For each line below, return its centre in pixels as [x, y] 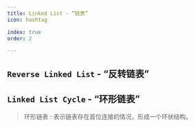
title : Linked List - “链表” [48, 13]
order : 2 [20, 38]
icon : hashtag [27, 20]
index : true [24, 32]
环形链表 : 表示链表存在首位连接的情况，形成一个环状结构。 [108, 117]
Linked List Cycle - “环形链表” [73, 99]
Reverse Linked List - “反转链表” [78, 73]
